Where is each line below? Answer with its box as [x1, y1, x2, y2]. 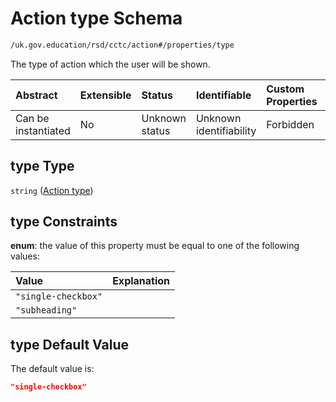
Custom [266, 82, 305, 96]
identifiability [195, 123, 257, 137]
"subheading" [15, 305, 78, 316]
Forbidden [266, 117, 315, 131]
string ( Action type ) [10, 184, 94, 196]
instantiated [15, 123, 71, 137]
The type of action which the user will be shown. [10, 58, 211, 70]
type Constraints [10, 213, 118, 231]
